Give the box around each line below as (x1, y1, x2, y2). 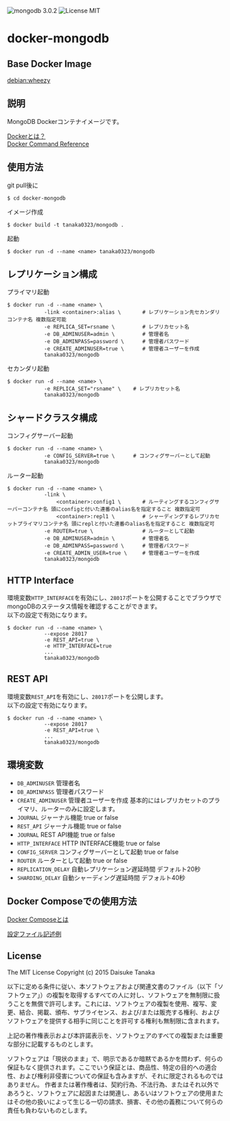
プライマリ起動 (7, 288, 49, 296)
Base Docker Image (7, 58, 92, 70)
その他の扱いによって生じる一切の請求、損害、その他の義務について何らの (12, 1098, 223, 1106)
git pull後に (7, 181, 39, 189)
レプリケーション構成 (7, 268, 97, 280)
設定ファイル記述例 (7, 930, 62, 938)
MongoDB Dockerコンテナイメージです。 (7, 117, 124, 125)
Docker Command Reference (7, 140, 89, 148)
